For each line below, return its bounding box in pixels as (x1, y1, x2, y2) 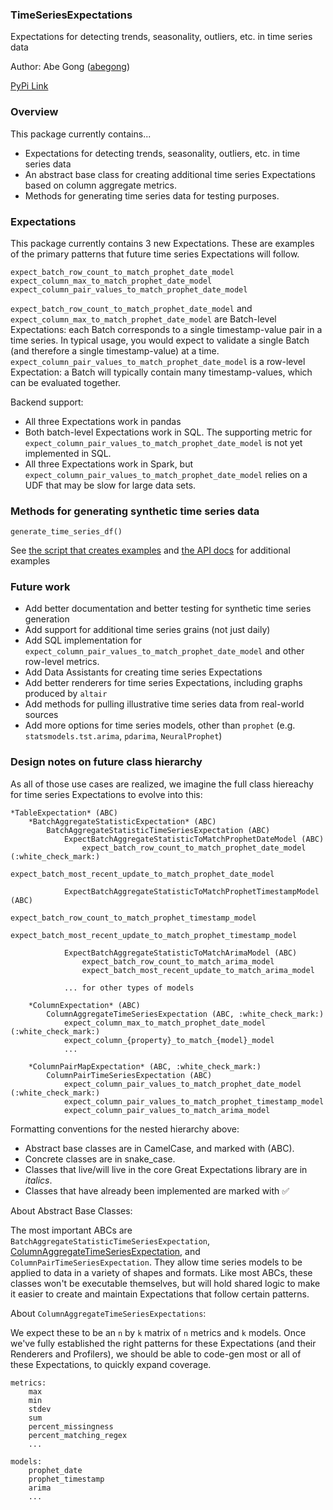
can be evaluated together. (10, 376, 122, 388)
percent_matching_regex (28, 1430, 128, 1440)
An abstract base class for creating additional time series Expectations (24, 168, 316, 180)
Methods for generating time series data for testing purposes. (24, 189, 280, 202)
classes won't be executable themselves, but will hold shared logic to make (10, 1277, 321, 1289)
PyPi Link (10, 80, 49, 92)
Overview (10, 105, 59, 119)
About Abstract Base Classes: (10, 1204, 133, 1217)
